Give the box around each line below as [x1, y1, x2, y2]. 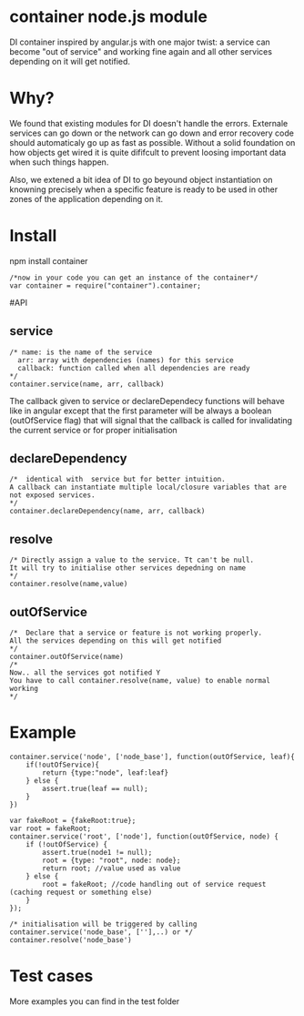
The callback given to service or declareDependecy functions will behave [9, 395, 285, 406]
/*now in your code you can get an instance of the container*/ [9, 273, 258, 282]
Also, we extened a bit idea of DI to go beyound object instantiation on [9, 174, 273, 185]
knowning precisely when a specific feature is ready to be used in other [9, 184, 279, 195]
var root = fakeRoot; [9, 824, 92, 833]
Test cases [9, 966, 94, 987]
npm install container [9, 255, 88, 266]
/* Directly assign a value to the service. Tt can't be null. [9, 555, 255, 565]
